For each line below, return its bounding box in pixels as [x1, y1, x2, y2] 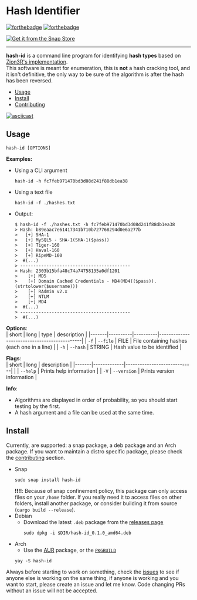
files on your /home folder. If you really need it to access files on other [14, 493, 182, 500]
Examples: [6, 155, 32, 163]
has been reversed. [6, 77, 53, 84]
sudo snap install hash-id [14, 477, 81, 483]
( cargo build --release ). [14, 506, 76, 513]
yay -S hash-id [14, 558, 52, 563]
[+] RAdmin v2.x [28, 289, 67, 294]
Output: [14, 210, 33, 217]
